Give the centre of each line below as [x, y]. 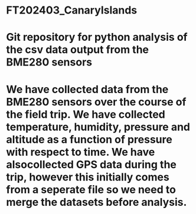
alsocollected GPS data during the [92, 164]
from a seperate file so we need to [91, 190]
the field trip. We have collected [86, 114]
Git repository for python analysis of [97, 37]
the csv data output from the [78, 50]
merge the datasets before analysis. [97, 202]
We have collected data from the [87, 89]
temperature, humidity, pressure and [98, 127]
